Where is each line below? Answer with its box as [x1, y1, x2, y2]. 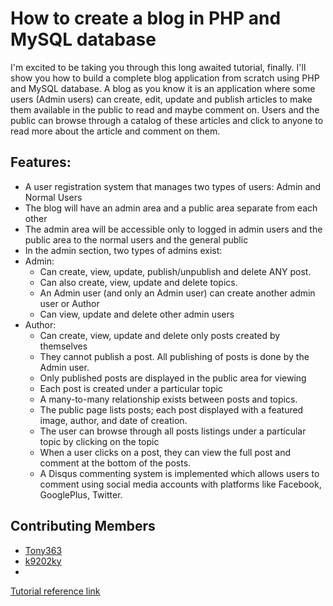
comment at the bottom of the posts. [39, 457, 192, 469]
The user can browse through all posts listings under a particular [39, 425, 307, 437]
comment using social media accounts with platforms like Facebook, [39, 478, 322, 490]
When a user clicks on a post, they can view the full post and [39, 446, 292, 458]
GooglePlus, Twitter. [39, 488, 123, 501]
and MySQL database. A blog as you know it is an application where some [10, 82, 316, 94]
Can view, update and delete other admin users [39, 308, 235, 320]
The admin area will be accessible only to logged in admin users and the [24, 223, 323, 235]
